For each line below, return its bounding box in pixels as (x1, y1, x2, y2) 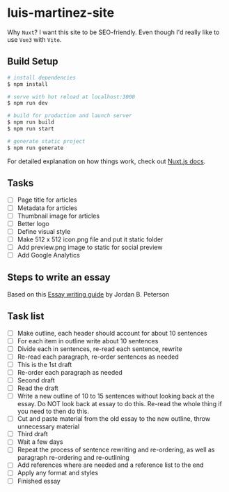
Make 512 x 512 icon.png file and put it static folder (17, 235, 164, 244)
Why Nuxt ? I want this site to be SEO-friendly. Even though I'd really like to (7, 28, 220, 36)
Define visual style (17, 227, 71, 235)
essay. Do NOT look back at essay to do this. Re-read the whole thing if (17, 400, 223, 408)
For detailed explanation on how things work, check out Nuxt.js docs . (7, 157, 206, 165)
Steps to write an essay (7, 271, 111, 283)
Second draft (17, 375, 56, 385)
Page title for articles (17, 195, 77, 204)
